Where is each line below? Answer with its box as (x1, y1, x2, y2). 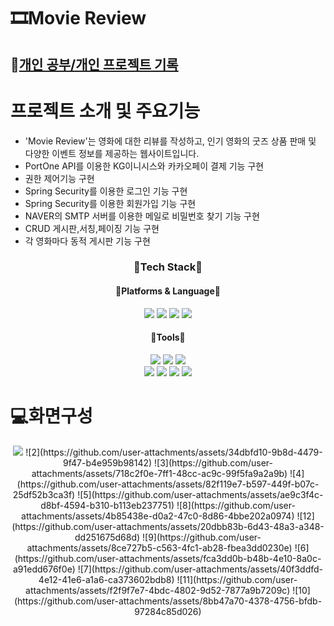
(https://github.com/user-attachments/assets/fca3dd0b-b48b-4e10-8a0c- (14, 552, 322, 564)
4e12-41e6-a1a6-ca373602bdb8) (38, 573, 175, 585)
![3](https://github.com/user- (154, 456, 273, 469)
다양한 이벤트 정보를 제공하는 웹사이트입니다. (24, 147, 200, 159)
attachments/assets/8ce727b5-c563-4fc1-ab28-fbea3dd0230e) (26, 541, 293, 554)
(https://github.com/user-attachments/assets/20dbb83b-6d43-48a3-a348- (11, 520, 325, 532)
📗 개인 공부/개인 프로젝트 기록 (10, 56, 179, 73)
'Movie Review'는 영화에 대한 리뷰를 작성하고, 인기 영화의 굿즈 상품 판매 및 (24, 135, 317, 147)
